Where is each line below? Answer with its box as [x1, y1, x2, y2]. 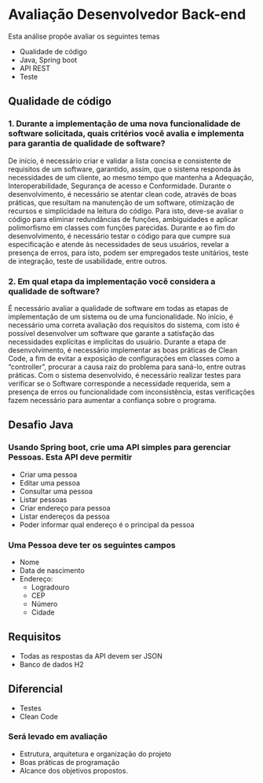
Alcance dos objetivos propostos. [19, 766, 128, 775]
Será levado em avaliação [8, 731, 108, 742]
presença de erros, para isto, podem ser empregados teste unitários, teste [8, 248, 249, 257]
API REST [19, 63, 51, 72]
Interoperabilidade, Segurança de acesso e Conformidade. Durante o [8, 181, 232, 190]
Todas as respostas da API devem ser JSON [19, 651, 163, 660]
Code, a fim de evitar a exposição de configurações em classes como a [8, 353, 240, 363]
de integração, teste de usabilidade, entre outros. [8, 256, 167, 265]
